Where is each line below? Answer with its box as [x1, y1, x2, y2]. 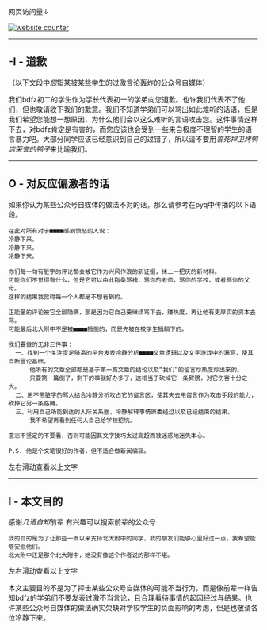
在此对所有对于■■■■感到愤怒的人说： [8, 227, 111, 235]
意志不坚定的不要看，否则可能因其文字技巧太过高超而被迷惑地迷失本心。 [8, 432, 209, 440]
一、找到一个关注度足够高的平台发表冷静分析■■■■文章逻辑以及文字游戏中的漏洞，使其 [15, 348, 254, 357]
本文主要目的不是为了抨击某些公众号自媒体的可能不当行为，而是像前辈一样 [8, 583, 251, 593]
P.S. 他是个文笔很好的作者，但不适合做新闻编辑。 [8, 447, 151, 455]
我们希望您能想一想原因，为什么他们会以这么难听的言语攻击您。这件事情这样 [8, 114, 258, 124]
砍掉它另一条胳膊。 [8, 399, 62, 407]
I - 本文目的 [8, 495, 63, 509]
